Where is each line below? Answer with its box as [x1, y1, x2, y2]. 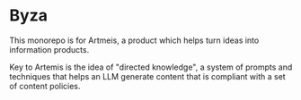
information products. [9, 44, 90, 54]
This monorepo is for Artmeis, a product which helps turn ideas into [9, 35, 260, 46]
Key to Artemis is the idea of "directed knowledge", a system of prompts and [9, 62, 293, 72]
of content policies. [9, 80, 81, 91]
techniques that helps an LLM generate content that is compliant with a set [9, 71, 286, 81]
